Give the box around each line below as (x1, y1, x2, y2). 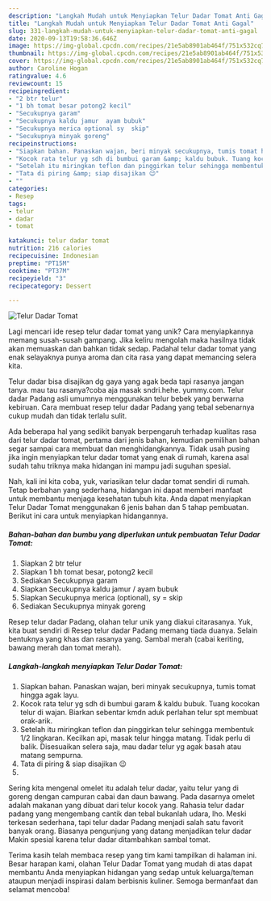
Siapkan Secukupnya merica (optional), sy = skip (19, 593, 183, 603)
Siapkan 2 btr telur (19, 558, 82, 568)
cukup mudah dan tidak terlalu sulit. (8, 411, 127, 421)
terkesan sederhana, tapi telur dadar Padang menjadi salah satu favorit (8, 818, 244, 827)
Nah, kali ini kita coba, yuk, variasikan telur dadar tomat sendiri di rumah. (8, 477, 250, 486)
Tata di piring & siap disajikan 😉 (19, 759, 127, 768)
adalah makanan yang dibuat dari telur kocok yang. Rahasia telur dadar (8, 801, 244, 810)
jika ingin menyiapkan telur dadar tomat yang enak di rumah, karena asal (8, 453, 249, 462)
